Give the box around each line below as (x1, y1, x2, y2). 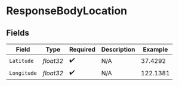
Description (101, 46, 135, 53)
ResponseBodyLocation (6, 4, 128, 18)
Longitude (9, 69, 37, 77)
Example (143, 46, 168, 53)
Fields (6, 28, 30, 38)
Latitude (9, 58, 34, 64)
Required (69, 46, 95, 53)
